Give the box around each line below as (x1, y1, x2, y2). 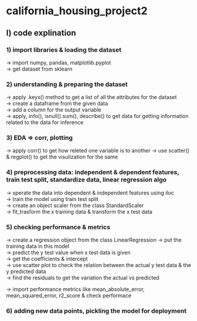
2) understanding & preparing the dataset (6, 80, 128, 88)
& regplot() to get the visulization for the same (6, 153, 118, 161)
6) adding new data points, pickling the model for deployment (6, 307, 187, 315)
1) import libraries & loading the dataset (6, 46, 122, 54)
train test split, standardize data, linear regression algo (6, 176, 167, 184)
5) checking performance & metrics (6, 223, 111, 231)
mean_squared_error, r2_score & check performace (6, 292, 132, 299)
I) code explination (6, 28, 76, 38)
